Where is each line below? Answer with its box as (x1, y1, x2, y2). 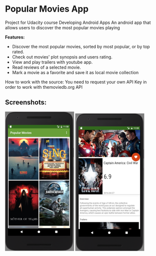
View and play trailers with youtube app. (12, 59, 93, 65)
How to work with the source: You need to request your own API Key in (5, 79, 147, 85)
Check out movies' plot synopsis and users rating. (12, 54, 113, 59)
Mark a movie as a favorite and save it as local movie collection (12, 69, 139, 75)
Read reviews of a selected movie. (12, 64, 81, 70)
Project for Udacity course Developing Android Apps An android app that (5, 20, 151, 25)
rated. (12, 49, 24, 55)
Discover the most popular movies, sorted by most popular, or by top (12, 43, 150, 49)
